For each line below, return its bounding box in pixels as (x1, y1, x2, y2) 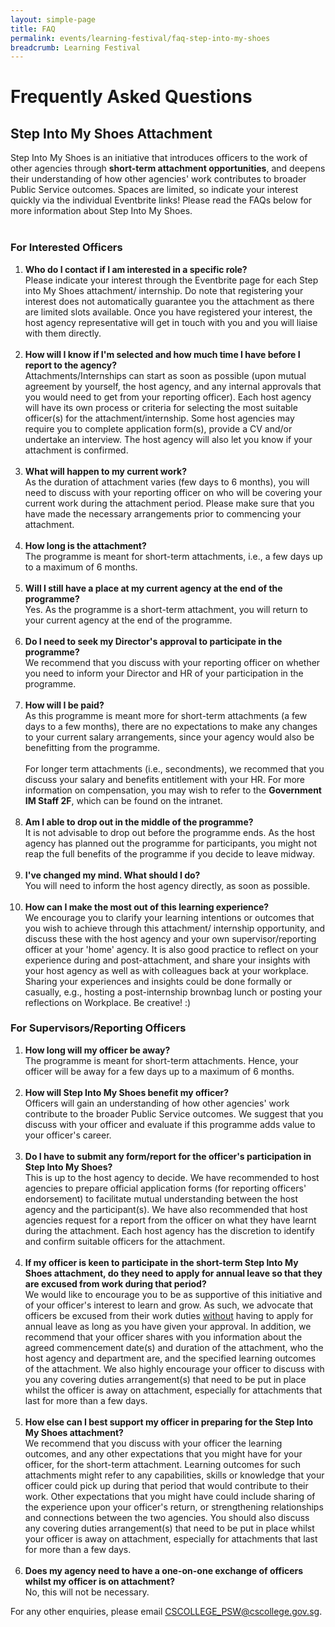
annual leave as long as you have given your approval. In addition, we (24, 1320, 312, 1332)
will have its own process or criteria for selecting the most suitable (24, 401, 298, 413)
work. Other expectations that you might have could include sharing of (24, 1490, 316, 1502)
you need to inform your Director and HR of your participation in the (24, 667, 304, 679)
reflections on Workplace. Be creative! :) (24, 996, 192, 1008)
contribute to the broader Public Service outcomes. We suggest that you (24, 1107, 324, 1120)
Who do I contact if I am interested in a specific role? (24, 263, 248, 275)
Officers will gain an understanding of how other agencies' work (24, 1097, 290, 1109)
